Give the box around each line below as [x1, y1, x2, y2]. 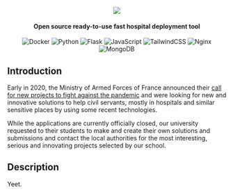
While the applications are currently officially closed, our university [7, 119, 199, 128]
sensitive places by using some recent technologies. [7, 106, 158, 114]
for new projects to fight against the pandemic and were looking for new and [7, 91, 227, 99]
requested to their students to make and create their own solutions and [7, 127, 211, 135]
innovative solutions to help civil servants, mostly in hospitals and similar [7, 98, 216, 107]
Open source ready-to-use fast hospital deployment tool [33, 22, 200, 31]
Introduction [7, 65, 63, 76]
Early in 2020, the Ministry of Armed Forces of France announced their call [7, 83, 222, 92]
